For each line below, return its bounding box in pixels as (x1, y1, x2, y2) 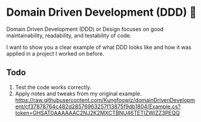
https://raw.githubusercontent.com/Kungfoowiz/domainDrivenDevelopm (15, 96, 196, 103)
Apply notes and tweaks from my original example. (15, 90, 142, 97)
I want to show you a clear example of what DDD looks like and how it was (6, 43, 192, 51)
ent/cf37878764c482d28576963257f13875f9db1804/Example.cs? (15, 103, 181, 110)
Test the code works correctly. (15, 83, 92, 91)
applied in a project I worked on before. (6, 50, 105, 57)
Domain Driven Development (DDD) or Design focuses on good (6, 25, 164, 33)
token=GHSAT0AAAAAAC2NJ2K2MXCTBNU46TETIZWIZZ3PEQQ (15, 109, 180, 117)
